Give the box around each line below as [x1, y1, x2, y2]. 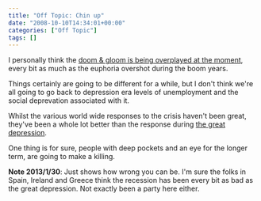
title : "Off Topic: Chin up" [8, 11, 105, 20]
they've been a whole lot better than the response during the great [8, 119, 226, 129]
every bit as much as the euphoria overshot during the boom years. [8, 64, 228, 74]
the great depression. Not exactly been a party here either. [8, 184, 200, 194]
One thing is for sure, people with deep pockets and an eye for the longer [8, 143, 248, 153]
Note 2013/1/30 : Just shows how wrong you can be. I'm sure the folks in [8, 167, 247, 176]
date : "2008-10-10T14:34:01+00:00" [8, 19, 126, 27]
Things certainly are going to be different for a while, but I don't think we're [8, 79, 254, 89]
